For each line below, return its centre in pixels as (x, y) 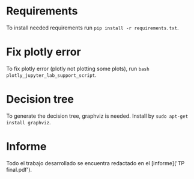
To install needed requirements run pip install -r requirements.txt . (92, 28)
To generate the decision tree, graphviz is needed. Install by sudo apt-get (97, 116)
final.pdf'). (19, 169)
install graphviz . (29, 122)
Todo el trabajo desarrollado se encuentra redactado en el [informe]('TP (95, 163)
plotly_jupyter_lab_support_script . (52, 75)
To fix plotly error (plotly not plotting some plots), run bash (78, 68)
